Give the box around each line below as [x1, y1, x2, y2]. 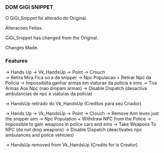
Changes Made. [5, 45, 39, 51]
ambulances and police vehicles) [5, 132, 74, 138]
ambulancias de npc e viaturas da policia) [5, 90, 92, 97]
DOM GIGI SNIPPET [5, 4, 53, 11]
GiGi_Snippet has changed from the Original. [5, 35, 99, 41]
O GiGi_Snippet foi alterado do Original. [5, 15, 87, 21]
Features [5, 57, 28, 65]
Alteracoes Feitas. [5, 25, 43, 31]
